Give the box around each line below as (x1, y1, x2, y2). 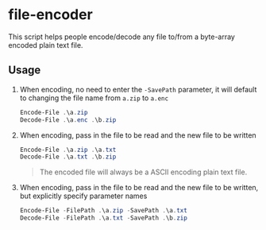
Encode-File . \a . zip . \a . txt (19, 146, 117, 154)
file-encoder (8, 6, 93, 24)
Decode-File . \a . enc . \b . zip (19, 115, 117, 124)
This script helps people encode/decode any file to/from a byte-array (8, 32, 236, 41)
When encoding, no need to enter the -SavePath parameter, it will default (19, 84, 257, 94)
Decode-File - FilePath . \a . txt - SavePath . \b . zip (19, 214, 188, 222)
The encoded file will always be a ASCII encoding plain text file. (39, 167, 248, 177)
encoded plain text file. (8, 40, 83, 49)
